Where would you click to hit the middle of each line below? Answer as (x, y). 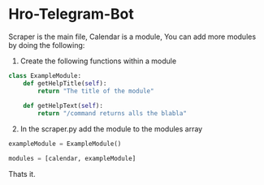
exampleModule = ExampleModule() (65, 144)
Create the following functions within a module (98, 61)
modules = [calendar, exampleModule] (72, 159)
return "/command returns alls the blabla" (112, 114)
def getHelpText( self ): (63, 106)
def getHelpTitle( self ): (65, 83)
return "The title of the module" (96, 91)
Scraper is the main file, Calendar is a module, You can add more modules (132, 37)
